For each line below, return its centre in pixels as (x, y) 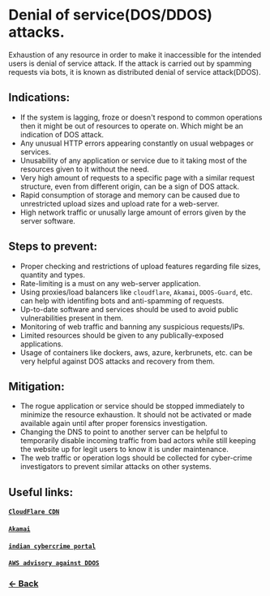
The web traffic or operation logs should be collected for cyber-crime (136, 458)
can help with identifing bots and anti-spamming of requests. (122, 300)
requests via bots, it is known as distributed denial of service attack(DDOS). (135, 72)
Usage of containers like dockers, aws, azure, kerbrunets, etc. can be (136, 352)
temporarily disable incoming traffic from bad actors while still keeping (138, 441)
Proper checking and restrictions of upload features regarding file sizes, (140, 266)
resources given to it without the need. (85, 169)
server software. (47, 220)
